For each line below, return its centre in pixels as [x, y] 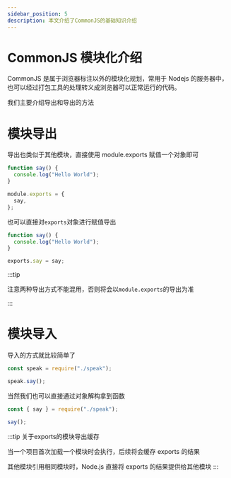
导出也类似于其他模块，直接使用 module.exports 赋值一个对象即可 [103, 155]
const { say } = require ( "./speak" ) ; [63, 409]
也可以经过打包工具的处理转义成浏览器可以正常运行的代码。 [94, 87]
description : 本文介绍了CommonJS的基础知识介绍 [72, 21]
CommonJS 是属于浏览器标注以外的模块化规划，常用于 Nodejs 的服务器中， [118, 79]
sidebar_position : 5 [38, 14]
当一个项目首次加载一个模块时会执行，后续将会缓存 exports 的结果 [103, 451]
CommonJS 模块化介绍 [75, 58]
